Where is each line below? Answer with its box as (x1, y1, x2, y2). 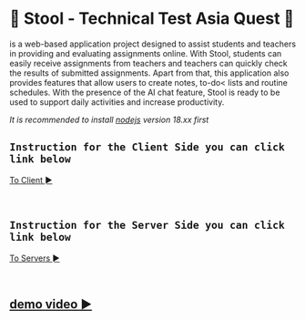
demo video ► (9, 296, 93, 312)
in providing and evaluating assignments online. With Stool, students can (9, 47, 282, 58)
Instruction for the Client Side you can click (9, 140, 285, 154)
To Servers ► (9, 253, 61, 263)
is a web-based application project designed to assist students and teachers (9, 38, 297, 49)
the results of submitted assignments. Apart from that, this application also (9, 67, 290, 78)
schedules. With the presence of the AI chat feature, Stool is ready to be (9, 87, 280, 98)
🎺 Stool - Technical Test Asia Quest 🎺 (9, 8, 295, 29)
